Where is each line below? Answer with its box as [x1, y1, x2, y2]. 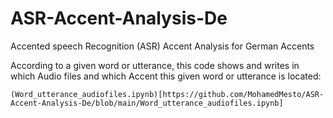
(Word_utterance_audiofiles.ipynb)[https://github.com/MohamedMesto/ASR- [10, 89, 325, 99]
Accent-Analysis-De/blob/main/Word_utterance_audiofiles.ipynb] [10, 98, 284, 108]
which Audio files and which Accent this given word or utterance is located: [10, 70, 322, 82]
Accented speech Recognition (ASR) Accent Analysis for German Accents [10, 40, 315, 52]
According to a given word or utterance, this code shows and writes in [10, 59, 300, 71]
